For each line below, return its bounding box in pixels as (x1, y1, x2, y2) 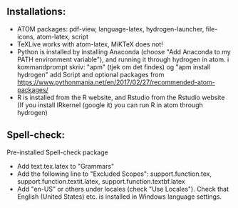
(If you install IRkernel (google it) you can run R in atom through (16, 100, 204, 109)
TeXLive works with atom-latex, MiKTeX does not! (16, 39, 163, 49)
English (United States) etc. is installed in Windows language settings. (16, 192, 222, 201)
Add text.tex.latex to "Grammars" (16, 162, 115, 170)
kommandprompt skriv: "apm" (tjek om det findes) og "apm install (16, 62, 211, 71)
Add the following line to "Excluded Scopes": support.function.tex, (16, 169, 212, 178)
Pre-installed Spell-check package (6, 148, 108, 157)
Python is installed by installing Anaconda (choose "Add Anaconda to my (16, 47, 231, 56)
